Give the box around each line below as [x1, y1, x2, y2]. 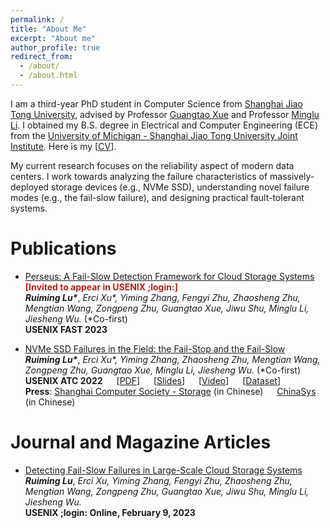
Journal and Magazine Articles [10, 431, 272, 453]
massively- [269, 170, 315, 182]
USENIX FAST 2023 [24, 323, 108, 335]
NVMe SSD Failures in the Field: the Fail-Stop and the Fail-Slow [24, 342, 286, 355]
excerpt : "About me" [10, 33, 97, 43]
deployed [10, 181, 50, 193]
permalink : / [10, 14, 65, 25]
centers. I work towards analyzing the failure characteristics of [10, 170, 268, 182]
